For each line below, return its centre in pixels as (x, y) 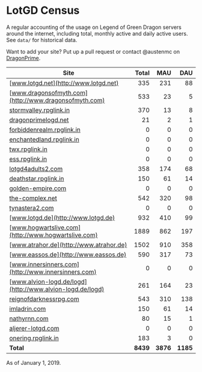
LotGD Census (43, 11)
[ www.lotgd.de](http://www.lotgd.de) (62, 217)
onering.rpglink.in (34, 338)
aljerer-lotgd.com (34, 328)
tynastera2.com (32, 208)
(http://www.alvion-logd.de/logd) (57, 289)
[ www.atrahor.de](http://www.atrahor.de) (68, 244)
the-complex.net (33, 198)
